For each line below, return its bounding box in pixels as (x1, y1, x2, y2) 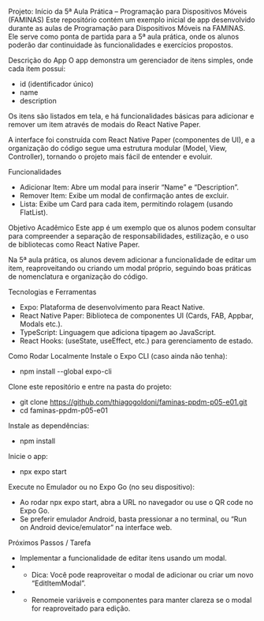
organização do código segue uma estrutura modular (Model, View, (8, 144, 227, 152)
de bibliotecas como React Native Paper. (8, 240, 140, 249)
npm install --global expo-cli (19, 367, 112, 376)
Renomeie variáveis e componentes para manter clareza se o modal (31, 596, 252, 604)
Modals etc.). (19, 319, 63, 329)
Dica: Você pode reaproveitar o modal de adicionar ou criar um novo (31, 570, 254, 579)
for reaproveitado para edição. (31, 604, 131, 613)
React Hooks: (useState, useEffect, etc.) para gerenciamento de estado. (19, 336, 254, 345)
